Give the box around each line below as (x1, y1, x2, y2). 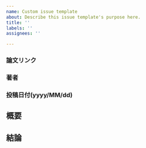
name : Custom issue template (6, 8, 78, 15)
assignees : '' (6, 31, 41, 37)
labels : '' (6, 25, 33, 31)
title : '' (6, 19, 31, 25)
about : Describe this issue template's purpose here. (6, 14, 141, 20)
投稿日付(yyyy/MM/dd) (6, 91, 73, 99)
